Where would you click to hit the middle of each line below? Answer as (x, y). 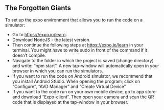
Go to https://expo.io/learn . (39, 34)
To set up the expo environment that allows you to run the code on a (74, 20)
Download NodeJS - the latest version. (51, 40)
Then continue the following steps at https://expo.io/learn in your (78, 45)
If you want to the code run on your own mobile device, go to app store (84, 91)
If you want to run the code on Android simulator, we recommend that (82, 76)
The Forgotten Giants (38, 8)
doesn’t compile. (29, 55)
